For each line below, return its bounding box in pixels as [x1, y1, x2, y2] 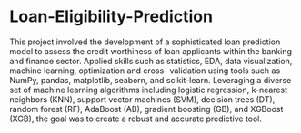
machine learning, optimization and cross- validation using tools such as [9, 65, 281, 76]
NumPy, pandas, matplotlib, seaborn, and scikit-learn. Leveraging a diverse [9, 74, 292, 85]
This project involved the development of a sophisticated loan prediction [9, 36, 281, 47]
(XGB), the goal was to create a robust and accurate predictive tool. [9, 113, 262, 124]
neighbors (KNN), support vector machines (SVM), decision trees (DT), [9, 93, 276, 105]
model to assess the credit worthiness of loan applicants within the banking [9, 45, 293, 56]
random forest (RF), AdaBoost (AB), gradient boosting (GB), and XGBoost [9, 103, 284, 114]
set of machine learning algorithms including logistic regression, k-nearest [9, 84, 288, 95]
